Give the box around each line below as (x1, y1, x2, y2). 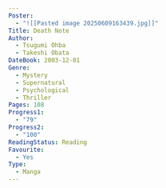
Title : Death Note (8, 26, 69, 34)
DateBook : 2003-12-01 (8, 57, 81, 65)
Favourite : (8, 146, 45, 154)
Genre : (8, 64, 30, 72)
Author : (8, 34, 34, 42)
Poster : (8, 11, 34, 20)
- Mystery (15, 71, 48, 79)
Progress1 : (8, 109, 45, 117)
